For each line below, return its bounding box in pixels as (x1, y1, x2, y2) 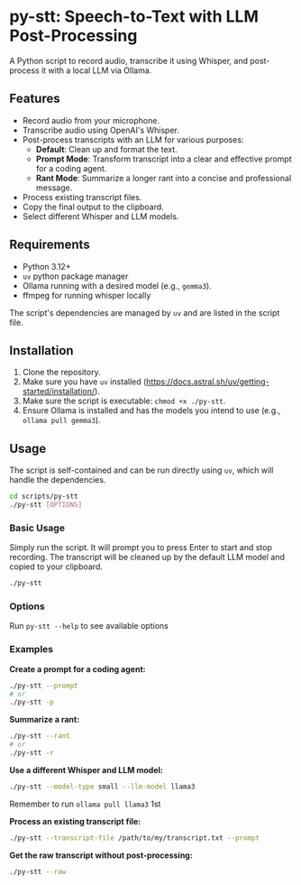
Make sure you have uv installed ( (22, 376, 147, 387)
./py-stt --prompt (9, 681, 78, 690)
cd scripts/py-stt (9, 492, 78, 502)
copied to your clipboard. (9, 561, 104, 572)
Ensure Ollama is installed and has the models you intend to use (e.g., (22, 405, 281, 416)
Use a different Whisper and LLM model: (9, 764, 164, 775)
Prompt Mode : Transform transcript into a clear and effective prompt (35, 153, 293, 164)
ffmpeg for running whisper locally (22, 290, 151, 300)
